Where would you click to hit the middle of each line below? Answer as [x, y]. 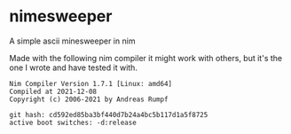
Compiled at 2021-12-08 [53, 91]
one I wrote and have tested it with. [73, 67]
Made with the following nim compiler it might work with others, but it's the [145, 58]
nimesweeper [61, 16]
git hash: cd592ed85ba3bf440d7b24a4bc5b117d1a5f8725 [109, 114]
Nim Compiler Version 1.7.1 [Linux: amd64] [91, 83]
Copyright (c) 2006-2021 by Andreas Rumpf [89, 99]
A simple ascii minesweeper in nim [72, 41]
